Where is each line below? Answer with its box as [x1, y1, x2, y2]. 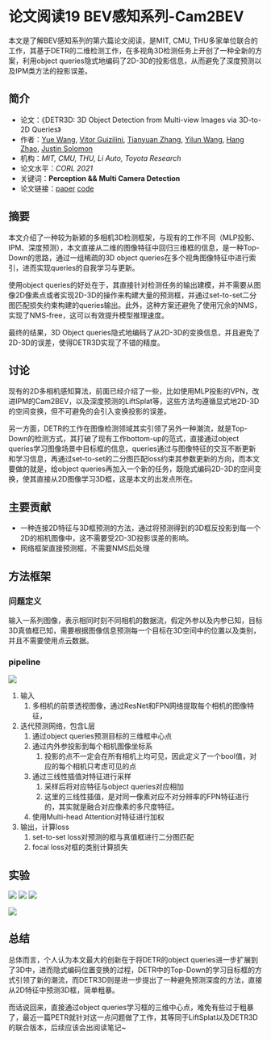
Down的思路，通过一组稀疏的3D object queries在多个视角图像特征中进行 [8, 252, 250, 263]
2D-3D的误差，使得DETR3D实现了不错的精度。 [8, 337, 165, 347]
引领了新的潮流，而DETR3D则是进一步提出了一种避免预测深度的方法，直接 [15, 975, 263, 984]
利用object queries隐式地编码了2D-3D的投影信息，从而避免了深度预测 [22, 56, 256, 65]
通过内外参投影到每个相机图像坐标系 [31, 741, 153, 752]
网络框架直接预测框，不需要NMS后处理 [19, 543, 150, 554]
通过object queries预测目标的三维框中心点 [31, 731, 172, 741]
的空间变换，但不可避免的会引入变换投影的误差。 [8, 406, 171, 416]
